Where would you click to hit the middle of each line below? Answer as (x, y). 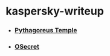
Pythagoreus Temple (46, 30)
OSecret (27, 47)
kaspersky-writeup (55, 11)
